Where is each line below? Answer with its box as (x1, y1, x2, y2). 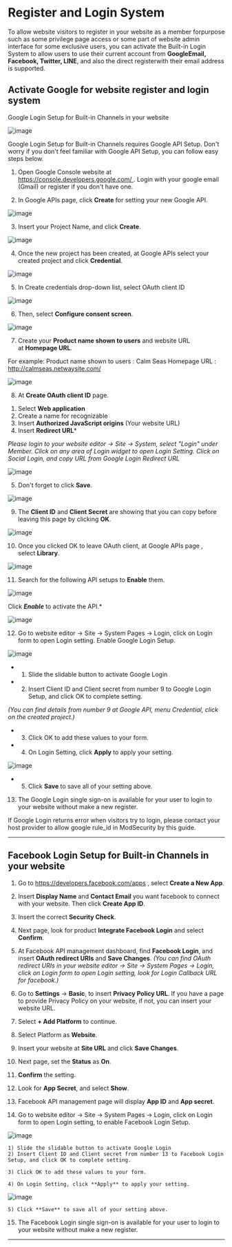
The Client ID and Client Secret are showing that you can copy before (17, 507, 217, 515)
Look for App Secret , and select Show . (17, 1084, 129, 1092)
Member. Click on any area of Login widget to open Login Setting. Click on (8, 447, 220, 455)
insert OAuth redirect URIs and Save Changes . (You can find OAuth (17, 954, 211, 962)
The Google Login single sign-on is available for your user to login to (17, 795, 213, 803)
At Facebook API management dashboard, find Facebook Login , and (17, 946, 213, 955)
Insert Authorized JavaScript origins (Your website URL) (17, 418, 180, 427)
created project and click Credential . (17, 256, 123, 264)
